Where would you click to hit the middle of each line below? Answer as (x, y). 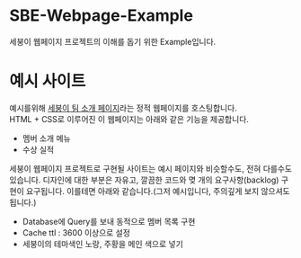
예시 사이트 (48, 81)
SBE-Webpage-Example (101, 16)
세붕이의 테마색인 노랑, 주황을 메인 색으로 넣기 (103, 244)
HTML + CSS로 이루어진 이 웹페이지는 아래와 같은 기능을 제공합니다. (129, 119)
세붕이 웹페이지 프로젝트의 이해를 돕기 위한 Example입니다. (113, 41)
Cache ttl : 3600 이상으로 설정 (76, 232)
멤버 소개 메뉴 (46, 138)
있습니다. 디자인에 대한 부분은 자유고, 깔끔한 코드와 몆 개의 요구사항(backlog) (144, 180)
